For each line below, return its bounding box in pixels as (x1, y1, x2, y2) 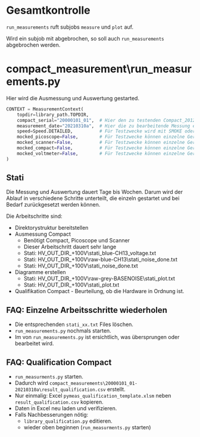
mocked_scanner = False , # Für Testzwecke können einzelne (17, 140, 185, 146)
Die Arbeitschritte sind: (6, 213, 62, 220)
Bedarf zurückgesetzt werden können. (6, 201, 101, 208)
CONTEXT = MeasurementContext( (6, 106, 84, 112)
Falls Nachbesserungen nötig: (14, 411, 89, 418)
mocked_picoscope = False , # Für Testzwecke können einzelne (17, 134, 185, 140)
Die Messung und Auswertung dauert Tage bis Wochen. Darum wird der (6, 189, 183, 196)
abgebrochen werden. (6, 41, 61, 48)
